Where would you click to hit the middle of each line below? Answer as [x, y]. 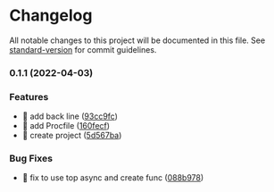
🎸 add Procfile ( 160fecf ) [66, 126]
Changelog [51, 16]
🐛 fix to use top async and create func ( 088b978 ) [113, 178]
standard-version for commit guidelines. [83, 49]
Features [29, 96]
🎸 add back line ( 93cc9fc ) [70, 116]
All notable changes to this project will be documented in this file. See [137, 40]
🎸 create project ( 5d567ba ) [72, 136]
